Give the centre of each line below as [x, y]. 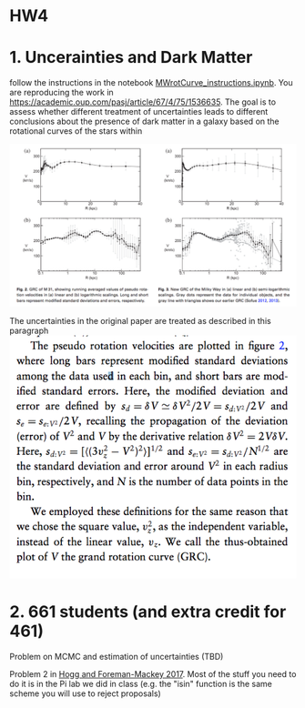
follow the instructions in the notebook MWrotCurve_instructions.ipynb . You [151, 83]
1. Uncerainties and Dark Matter [131, 58]
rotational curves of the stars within [76, 131]
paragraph [29, 331]
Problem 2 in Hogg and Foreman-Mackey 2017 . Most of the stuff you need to [153, 674]
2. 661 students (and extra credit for [148, 612]
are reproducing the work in [61, 93]
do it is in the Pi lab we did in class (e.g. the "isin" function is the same [141, 684]
